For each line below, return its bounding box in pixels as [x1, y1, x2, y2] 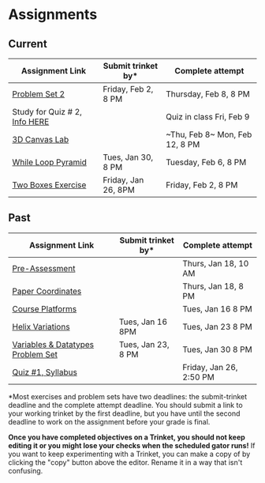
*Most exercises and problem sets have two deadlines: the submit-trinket [8, 391, 248, 401]
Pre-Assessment [12, 262, 76, 274]
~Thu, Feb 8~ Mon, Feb [165, 129, 252, 140]
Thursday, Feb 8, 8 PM [165, 89, 251, 100]
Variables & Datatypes [12, 338, 95, 349]
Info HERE [12, 116, 50, 127]
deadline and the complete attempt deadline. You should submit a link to [8, 400, 243, 409]
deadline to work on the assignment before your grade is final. [8, 417, 211, 426]
